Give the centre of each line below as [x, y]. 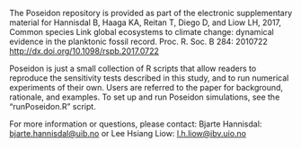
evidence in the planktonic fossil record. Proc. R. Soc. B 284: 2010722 [138, 41]
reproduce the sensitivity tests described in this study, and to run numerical [149, 78]
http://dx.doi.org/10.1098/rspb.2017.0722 [84, 51]
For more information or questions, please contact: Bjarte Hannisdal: [136, 124]
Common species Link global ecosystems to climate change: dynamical [142, 32]
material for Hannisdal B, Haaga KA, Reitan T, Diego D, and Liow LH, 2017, [145, 22]
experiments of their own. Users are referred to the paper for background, [146, 87]
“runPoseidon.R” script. [53, 106]
